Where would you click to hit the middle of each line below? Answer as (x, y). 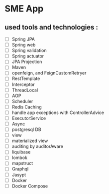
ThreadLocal (25, 90)
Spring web (24, 45)
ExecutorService (29, 118)
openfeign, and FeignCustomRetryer (49, 73)
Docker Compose (30, 186)
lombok (20, 157)
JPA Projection (27, 62)
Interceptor (23, 84)
